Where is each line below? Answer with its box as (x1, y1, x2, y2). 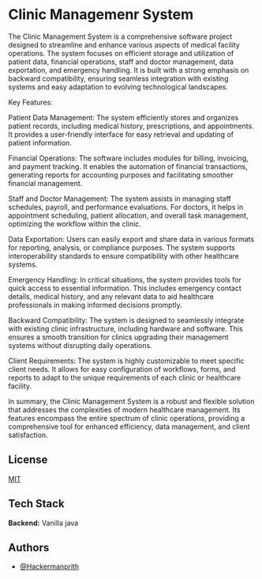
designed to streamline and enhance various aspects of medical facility (8, 40, 241, 49)
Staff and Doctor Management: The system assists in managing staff (8, 194, 231, 203)
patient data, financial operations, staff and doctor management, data (8, 57, 234, 66)
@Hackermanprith (19, 562, 80, 571)
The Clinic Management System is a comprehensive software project (8, 32, 233, 41)
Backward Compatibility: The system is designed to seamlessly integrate (8, 315, 245, 325)
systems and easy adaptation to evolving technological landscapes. (8, 81, 229, 92)
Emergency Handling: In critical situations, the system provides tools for (8, 274, 242, 284)
